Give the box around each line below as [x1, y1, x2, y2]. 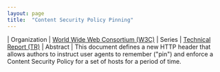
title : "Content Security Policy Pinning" [7, 16, 134, 23]
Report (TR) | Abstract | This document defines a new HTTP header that [7, 43, 211, 51]
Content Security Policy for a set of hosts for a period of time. [7, 57, 181, 65]
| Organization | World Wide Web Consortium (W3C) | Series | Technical [7, 35, 211, 43]
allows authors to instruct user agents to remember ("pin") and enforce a [7, 49, 213, 58]
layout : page [7, 10, 45, 17]
